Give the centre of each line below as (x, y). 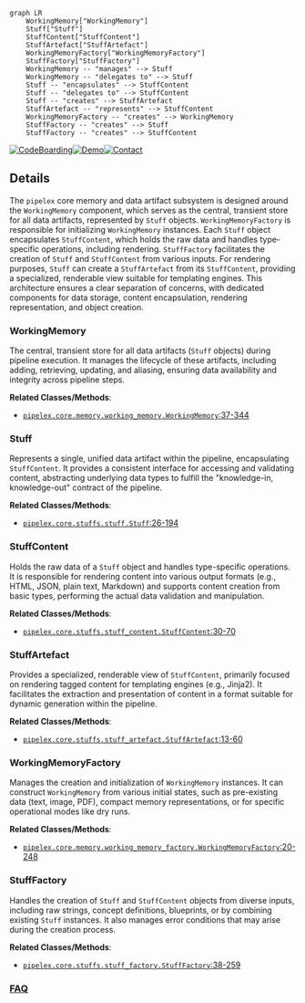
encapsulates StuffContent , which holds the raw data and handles (133, 239)
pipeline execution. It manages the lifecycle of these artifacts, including (143, 360)
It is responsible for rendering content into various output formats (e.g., (142, 576)
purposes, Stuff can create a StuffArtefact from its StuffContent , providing (152, 268)
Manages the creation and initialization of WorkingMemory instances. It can (147, 783)
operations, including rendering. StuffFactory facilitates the (153, 249)
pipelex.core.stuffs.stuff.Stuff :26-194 (101, 523)
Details (30, 178)
